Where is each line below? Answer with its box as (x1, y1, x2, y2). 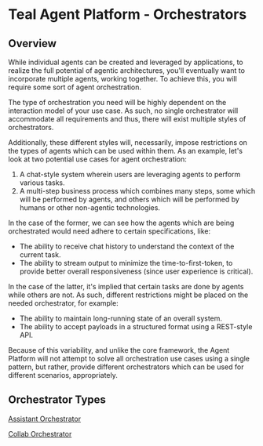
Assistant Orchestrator (8, 414, 81, 423)
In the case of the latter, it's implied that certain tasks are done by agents (8, 282, 244, 291)
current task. (19, 250, 61, 259)
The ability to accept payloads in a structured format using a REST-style (19, 322, 253, 331)
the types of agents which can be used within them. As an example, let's (8, 147, 243, 155)
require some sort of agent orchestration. (8, 82, 142, 92)
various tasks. (19, 178, 65, 187)
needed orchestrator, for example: (8, 299, 119, 307)
